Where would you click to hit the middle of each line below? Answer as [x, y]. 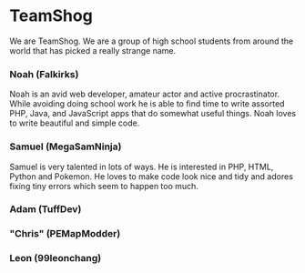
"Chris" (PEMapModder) [65, 234]
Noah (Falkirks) [44, 74]
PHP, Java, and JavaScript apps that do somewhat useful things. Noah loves [153, 114]
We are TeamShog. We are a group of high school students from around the [152, 41]
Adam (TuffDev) [46, 209]
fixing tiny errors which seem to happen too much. [104, 186]
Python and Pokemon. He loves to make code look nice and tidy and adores [152, 176]
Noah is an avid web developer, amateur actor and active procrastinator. [145, 94]
